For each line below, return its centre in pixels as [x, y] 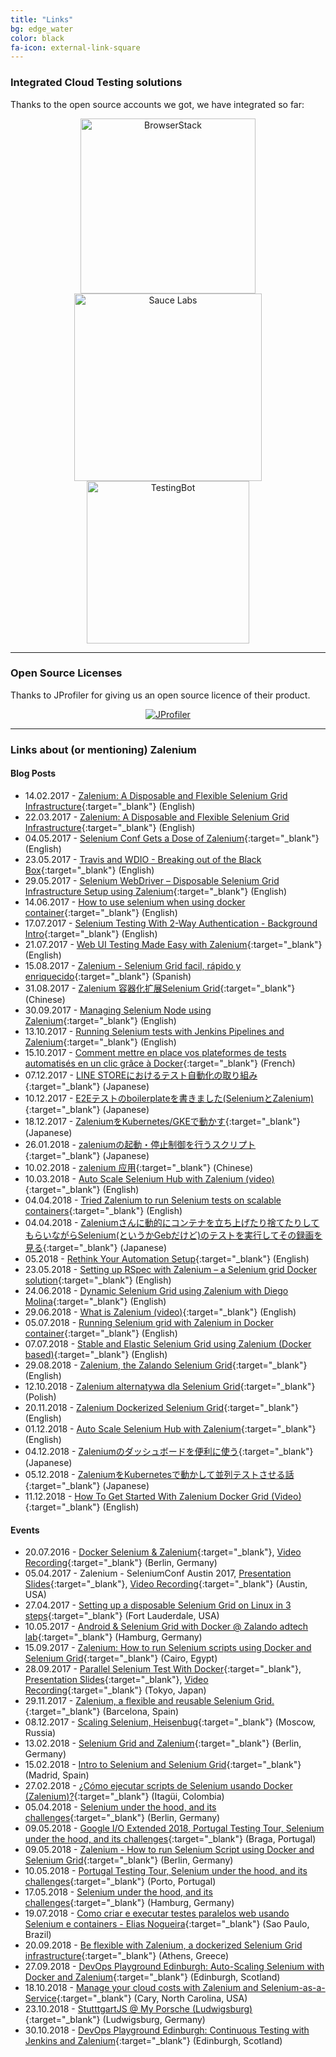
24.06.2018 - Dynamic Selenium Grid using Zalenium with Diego [156, 1290]
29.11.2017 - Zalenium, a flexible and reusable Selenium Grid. [149, 1701]
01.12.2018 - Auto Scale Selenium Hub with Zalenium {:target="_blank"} [170, 1428]
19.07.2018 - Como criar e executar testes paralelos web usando [157, 1913]
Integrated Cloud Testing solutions [96, 83]
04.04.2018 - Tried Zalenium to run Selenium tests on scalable [153, 1200]
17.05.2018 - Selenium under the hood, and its [118, 1892]
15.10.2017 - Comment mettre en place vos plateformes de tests [155, 1052]
